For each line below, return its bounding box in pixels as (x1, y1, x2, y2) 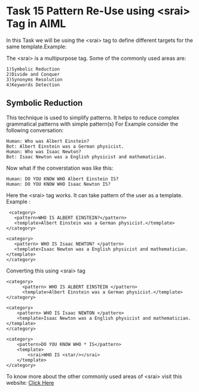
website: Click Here (6, 379, 54, 386)
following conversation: (6, 127, 64, 134)
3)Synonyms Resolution (6, 76, 63, 82)
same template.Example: (6, 43, 67, 50)
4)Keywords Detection (6, 82, 60, 88)
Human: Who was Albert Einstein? (6, 138, 90, 144)
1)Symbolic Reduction (6, 66, 60, 72)
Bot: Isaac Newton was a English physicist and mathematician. (6, 154, 167, 160)
